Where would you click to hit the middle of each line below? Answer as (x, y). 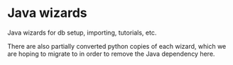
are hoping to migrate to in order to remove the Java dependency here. (111, 54)
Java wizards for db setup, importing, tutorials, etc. (82, 32)
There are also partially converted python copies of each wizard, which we (117, 46)
